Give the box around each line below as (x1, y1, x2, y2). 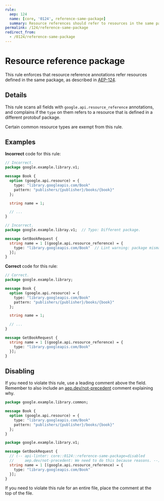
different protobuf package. (5, 114, 61, 120)
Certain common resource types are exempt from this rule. (5, 124, 123, 130)
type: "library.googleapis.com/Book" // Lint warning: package (14, 245, 147, 250)
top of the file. (5, 490, 33, 496)
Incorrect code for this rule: (5, 151, 61, 157)
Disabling (5, 367, 35, 375)
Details (5, 91, 27, 99)
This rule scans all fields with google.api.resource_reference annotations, (5, 104, 154, 110)
